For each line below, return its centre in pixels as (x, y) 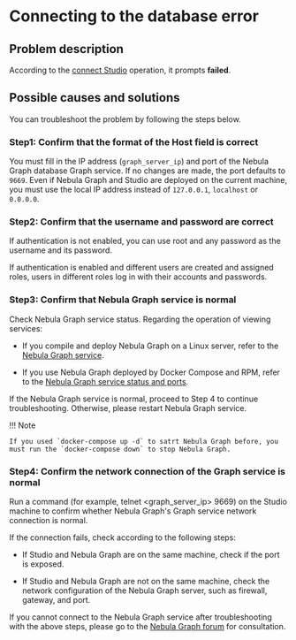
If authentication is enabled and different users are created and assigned (141, 268)
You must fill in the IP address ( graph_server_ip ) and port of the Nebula (139, 162)
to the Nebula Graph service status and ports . (105, 381)
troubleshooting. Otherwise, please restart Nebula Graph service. (128, 408)
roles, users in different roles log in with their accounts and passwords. (138, 277)
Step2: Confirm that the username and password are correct (141, 222)
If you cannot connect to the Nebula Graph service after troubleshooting (140, 617)
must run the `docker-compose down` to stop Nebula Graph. (120, 449)
